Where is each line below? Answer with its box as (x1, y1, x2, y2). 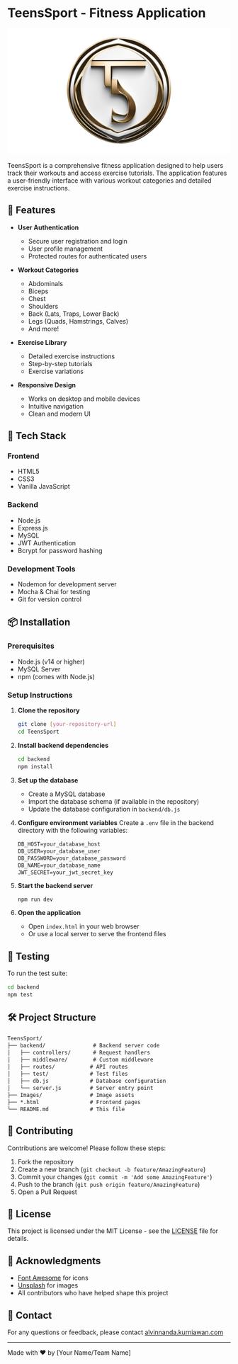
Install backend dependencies (17, 741, 108, 749)
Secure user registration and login (28, 237, 127, 245)
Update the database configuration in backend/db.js (28, 805, 181, 813)
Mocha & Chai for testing (17, 588, 91, 596)
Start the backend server (17, 881, 93, 890)
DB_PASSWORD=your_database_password (17, 855, 126, 862)
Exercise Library (17, 338, 67, 346)
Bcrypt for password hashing (17, 546, 103, 555)
